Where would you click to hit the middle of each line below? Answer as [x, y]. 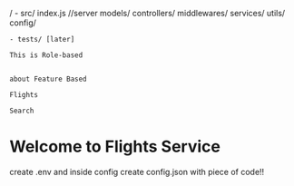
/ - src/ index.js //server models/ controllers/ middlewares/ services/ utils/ [147, 13]
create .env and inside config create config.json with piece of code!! [137, 171]
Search [22, 111]
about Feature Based [49, 79]
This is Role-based [46, 55]
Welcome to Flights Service [115, 147]
